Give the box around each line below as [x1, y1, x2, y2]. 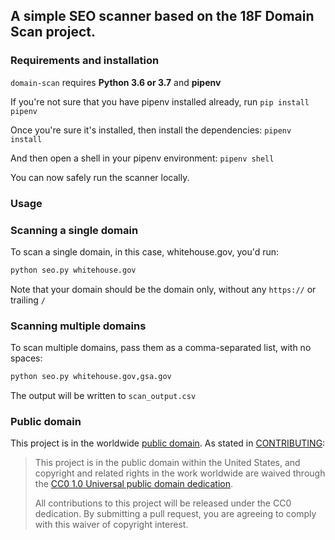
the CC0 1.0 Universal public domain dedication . [34, 478, 234, 490]
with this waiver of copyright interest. [34, 519, 189, 531]
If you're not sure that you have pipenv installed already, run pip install [10, 95, 310, 108]
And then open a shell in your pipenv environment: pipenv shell [10, 152, 275, 164]
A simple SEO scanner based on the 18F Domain [10, 8, 315, 25]
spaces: [10, 352, 43, 364]
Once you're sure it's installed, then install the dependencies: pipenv [10, 124, 292, 136]
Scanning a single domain [10, 223, 139, 237]
